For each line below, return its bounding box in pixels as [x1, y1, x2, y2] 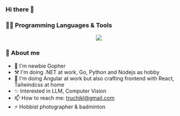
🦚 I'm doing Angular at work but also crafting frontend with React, [14, 75, 175, 82]
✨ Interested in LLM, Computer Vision [14, 87, 107, 94]
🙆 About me [5, 49, 40, 57]
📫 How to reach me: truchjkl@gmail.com [14, 94, 115, 101]
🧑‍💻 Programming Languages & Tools [5, 21, 112, 29]
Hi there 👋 [5, 5, 35, 14]
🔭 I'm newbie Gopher [14, 62, 66, 69]
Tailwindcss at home [14, 81, 65, 88]
